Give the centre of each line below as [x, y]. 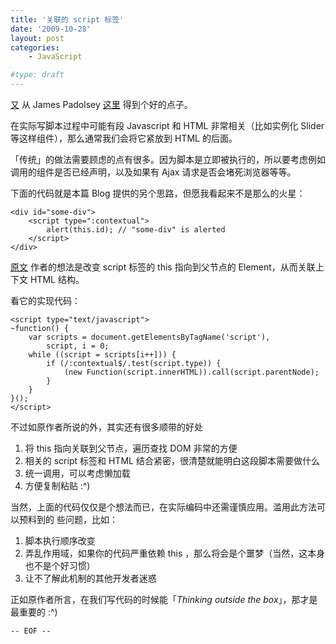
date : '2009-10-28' [51, 29]
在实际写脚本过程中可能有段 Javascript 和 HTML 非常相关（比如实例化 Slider [167, 125]
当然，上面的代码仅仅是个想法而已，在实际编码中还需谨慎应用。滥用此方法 [163, 507]
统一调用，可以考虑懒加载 [77, 473]
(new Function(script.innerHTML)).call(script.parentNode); [191, 372]
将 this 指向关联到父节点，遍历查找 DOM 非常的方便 [131, 448]
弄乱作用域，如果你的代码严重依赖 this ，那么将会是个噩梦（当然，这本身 [175, 553]
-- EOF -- [31, 631]
